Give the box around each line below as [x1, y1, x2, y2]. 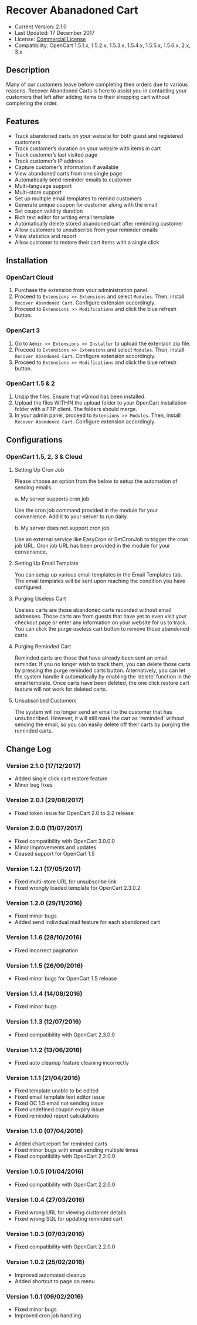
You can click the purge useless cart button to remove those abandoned [14, 625, 189, 632]
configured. [14, 584, 43, 591]
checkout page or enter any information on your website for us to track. [14, 619, 188, 626]
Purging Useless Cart [14, 595, 66, 602]
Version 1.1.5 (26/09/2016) [6, 961, 83, 969]
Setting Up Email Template [14, 559, 79, 567]
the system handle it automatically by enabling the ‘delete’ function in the [14, 673, 191, 680]
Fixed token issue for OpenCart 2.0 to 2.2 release [14, 809, 134, 816]
